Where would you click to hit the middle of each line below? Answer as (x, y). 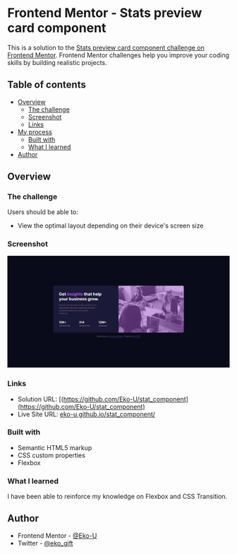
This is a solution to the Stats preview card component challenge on (106, 47)
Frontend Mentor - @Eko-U (57, 536)
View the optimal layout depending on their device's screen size (110, 226)
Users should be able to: (43, 212)
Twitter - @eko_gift (45, 543)
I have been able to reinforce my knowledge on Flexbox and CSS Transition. (117, 497)
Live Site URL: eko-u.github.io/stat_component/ (86, 414)
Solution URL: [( (40, 399)
